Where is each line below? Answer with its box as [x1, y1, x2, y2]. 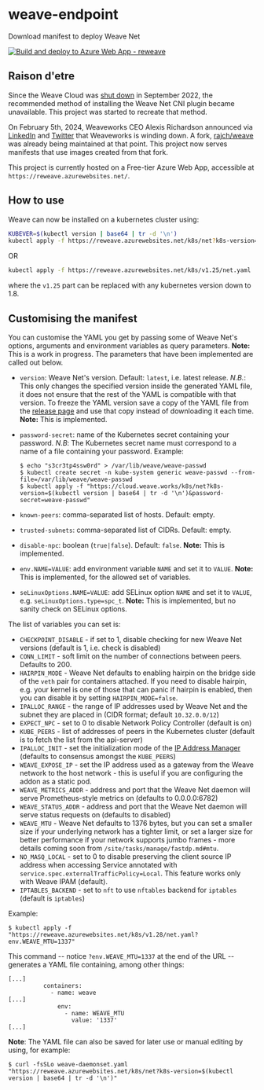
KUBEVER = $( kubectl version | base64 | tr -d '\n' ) [8, 229, 178, 237]
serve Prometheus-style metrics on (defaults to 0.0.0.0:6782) [19, 794, 218, 802]
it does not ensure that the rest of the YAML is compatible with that [19, 390, 236, 398]
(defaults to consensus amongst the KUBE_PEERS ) [19, 752, 177, 761]
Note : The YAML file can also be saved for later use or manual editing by [8, 1037, 244, 1046]
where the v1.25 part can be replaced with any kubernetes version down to [8, 281, 251, 290]
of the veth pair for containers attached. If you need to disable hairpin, [19, 677, 247, 685]
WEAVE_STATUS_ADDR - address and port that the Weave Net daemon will [19, 802, 247, 811]
